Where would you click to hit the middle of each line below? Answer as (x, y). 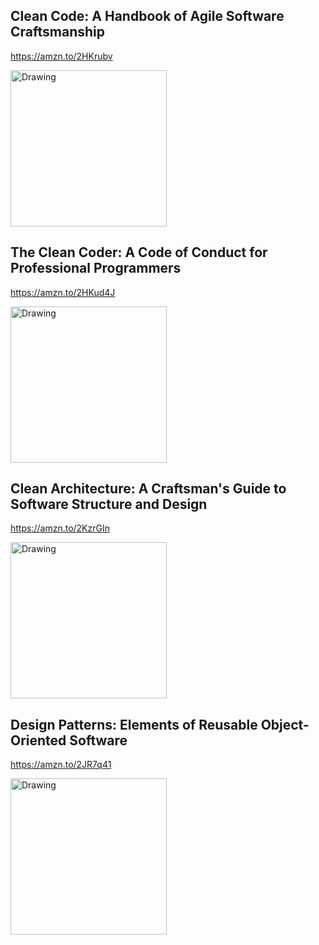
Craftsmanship (58, 32)
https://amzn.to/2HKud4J (63, 292)
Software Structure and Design (109, 504)
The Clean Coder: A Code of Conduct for (139, 252)
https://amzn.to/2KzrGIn (60, 528)
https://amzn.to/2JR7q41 (61, 765)
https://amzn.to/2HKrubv (61, 56)
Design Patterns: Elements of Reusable (134, 724)
